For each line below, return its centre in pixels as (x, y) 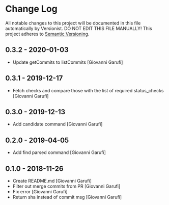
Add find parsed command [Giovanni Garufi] (59, 152)
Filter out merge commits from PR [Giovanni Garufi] (66, 186)
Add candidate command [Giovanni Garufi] (58, 124)
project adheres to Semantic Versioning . (47, 34)
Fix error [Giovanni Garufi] (40, 191)
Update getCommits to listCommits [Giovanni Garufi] (68, 62)
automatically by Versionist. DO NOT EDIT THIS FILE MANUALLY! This (79, 28)
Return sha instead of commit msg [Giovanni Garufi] (67, 197)
